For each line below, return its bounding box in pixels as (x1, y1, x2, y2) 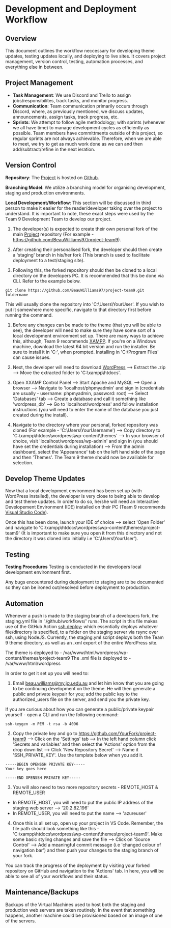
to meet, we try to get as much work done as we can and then (12, 140, 143, 147)
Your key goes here (5, 767, 47, 772)
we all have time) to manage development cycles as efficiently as (12, 124, 149, 130)
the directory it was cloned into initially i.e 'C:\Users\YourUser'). (5, 536, 138, 542)
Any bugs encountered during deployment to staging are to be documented (5, 579, 164, 585)
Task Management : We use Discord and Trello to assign (12, 92, 131, 98)
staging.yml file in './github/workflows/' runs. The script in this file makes (5, 618, 158, 624)
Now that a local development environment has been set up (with (5, 488, 142, 494)
